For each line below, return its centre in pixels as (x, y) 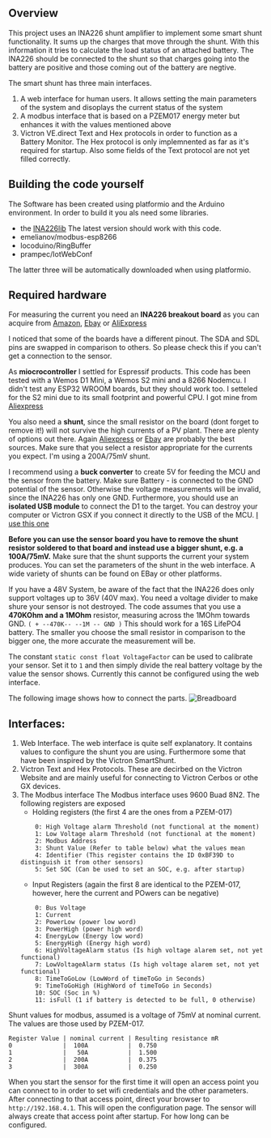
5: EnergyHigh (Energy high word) (93, 944)
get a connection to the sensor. (60, 356)
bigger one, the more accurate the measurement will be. (102, 641)
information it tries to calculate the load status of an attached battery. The (131, 50)
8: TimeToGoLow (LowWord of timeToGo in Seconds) (120, 979)
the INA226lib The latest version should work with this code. (121, 228)
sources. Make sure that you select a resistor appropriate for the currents (131, 448)
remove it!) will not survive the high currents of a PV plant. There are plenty (133, 430)
